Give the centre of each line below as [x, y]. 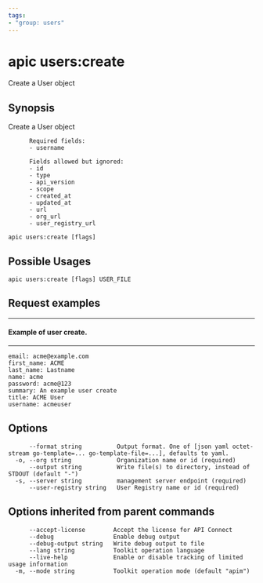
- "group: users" [36, 23]
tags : [17, 15]
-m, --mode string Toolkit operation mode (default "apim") [133, 571]
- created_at [50, 196]
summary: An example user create [63, 391]
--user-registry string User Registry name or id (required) [134, 487]
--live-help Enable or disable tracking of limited [136, 557]
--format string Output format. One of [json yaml [129, 446]
